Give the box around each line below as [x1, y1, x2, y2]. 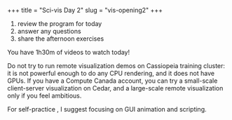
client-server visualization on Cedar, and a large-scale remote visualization [7, 84, 224, 92]
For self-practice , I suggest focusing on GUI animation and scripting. [7, 105, 207, 113]
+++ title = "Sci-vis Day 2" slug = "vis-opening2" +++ [7, 6, 163, 14]
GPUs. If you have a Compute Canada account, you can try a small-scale [7, 76, 218, 85]
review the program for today [17, 20, 102, 27]
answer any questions [17, 27, 82, 35]
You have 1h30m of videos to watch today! [7, 48, 130, 56]
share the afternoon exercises [17, 34, 104, 43]
